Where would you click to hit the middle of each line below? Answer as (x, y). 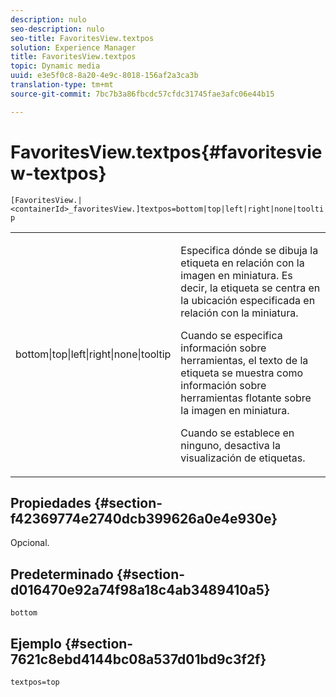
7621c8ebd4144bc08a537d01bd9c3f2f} (138, 659)
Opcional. (30, 543)
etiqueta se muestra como (242, 373)
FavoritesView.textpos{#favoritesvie (166, 152)
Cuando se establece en (237, 433)
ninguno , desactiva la (230, 445)
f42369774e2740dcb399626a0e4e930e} (144, 518)
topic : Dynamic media (55, 66)
